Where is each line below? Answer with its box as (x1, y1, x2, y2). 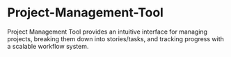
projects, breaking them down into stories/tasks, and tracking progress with (7, 34, 225, 43)
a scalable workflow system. (7, 42, 89, 50)
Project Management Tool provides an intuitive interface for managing (7, 27, 207, 36)
